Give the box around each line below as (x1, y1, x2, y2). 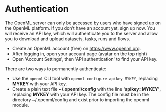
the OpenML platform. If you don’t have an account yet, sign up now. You (5, 25, 156, 31)
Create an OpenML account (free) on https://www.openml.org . (12, 45, 141, 51)
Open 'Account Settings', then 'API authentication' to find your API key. (12, 56, 158, 62)
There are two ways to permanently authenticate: (5, 66, 106, 72)
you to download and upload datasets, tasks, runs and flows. (5, 36, 131, 42)
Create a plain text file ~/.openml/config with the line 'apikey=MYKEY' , (12, 86, 161, 92)
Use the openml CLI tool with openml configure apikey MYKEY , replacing (12, 75, 158, 81)
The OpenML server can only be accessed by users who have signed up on (5, 20, 161, 26)
